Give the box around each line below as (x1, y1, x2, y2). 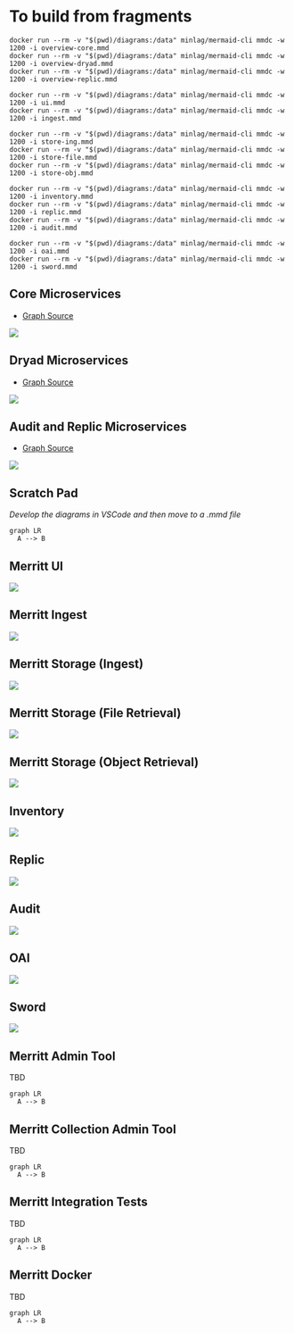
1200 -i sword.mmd (9, 262, 78, 271)
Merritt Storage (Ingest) (9, 656, 144, 671)
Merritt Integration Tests (9, 1195, 149, 1210)
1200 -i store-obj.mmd (9, 168, 94, 178)
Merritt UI (9, 558, 64, 573)
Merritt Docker (9, 1268, 93, 1283)
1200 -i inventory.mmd (9, 192, 94, 201)
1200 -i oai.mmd (9, 246, 69, 255)
